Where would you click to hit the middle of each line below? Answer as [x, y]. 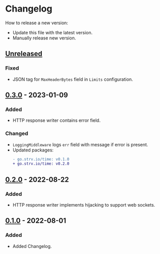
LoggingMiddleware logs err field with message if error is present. [80, 144]
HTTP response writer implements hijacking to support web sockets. [84, 205]
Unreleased [24, 54]
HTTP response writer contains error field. [57, 120]
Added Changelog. [32, 246]
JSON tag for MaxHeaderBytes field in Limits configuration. [73, 79]
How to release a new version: [37, 23]
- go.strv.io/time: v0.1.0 [41, 159]
